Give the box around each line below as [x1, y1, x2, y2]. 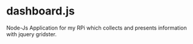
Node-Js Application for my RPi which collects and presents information [6, 24, 188, 31]
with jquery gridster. [6, 30, 57, 37]
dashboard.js [6, 4, 75, 18]
